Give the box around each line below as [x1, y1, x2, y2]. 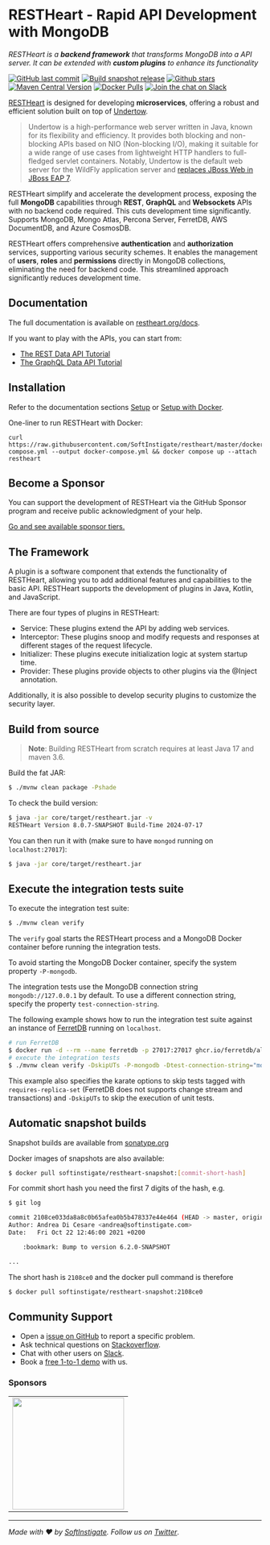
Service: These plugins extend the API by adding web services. [19, 623, 231, 633]
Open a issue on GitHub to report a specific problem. [19, 1332, 195, 1341]
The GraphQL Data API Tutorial [19, 357, 123, 367]
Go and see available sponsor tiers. [8, 522, 125, 532]
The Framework [8, 545, 89, 559]
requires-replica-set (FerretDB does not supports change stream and [8, 1084, 243, 1094]
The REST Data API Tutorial [19, 349, 111, 358]
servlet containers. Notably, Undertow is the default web [55, 155, 243, 166]
